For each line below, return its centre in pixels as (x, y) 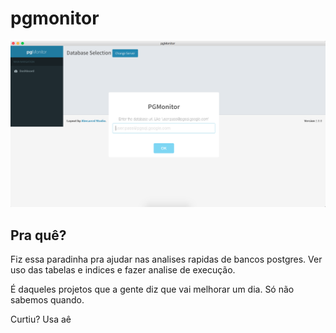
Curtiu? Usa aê (41, 319)
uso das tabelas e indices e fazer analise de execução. (123, 270)
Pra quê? (38, 235)
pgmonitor (55, 18)
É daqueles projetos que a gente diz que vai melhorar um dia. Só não (152, 289)
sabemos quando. (47, 300)
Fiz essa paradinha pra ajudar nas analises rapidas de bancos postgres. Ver (166, 259)
